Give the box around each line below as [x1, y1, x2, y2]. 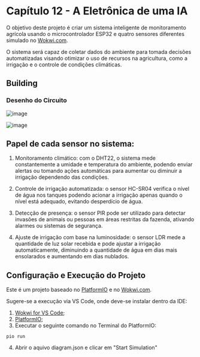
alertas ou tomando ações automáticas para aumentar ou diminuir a [14, 167, 182, 175]
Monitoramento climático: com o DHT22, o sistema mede [14, 154, 156, 162]
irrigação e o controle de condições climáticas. [6, 61, 122, 68]
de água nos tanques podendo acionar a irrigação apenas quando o [14, 191, 183, 199]
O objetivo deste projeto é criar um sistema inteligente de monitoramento [6, 24, 187, 31]
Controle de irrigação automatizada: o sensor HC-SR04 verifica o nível [14, 185, 190, 193]
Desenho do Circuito [6, 96, 67, 105]
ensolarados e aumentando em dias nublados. [14, 253, 129, 260]
